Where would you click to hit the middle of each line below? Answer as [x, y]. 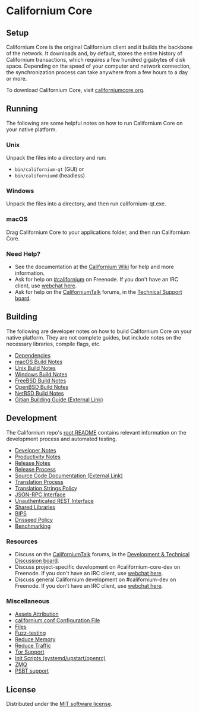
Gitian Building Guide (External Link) [59, 400]
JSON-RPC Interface [40, 495]
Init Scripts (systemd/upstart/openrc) [60, 658]
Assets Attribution [37, 614]
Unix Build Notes [35, 368]
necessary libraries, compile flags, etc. [53, 344]
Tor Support [29, 652]
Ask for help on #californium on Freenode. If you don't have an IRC [97, 279]
